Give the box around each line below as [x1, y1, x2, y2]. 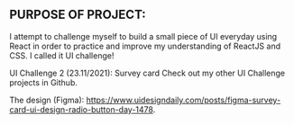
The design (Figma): [9, 94, 85, 105]
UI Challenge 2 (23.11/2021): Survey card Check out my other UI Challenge [9, 67, 286, 78]
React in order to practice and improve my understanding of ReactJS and [9, 40, 281, 51]
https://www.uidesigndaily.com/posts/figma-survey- [86, 94, 281, 105]
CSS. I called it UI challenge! [9, 49, 115, 61]
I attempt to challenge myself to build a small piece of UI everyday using [9, 31, 278, 41]
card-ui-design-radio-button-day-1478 [9, 103, 153, 115]
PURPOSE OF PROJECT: [9, 7, 146, 22]
